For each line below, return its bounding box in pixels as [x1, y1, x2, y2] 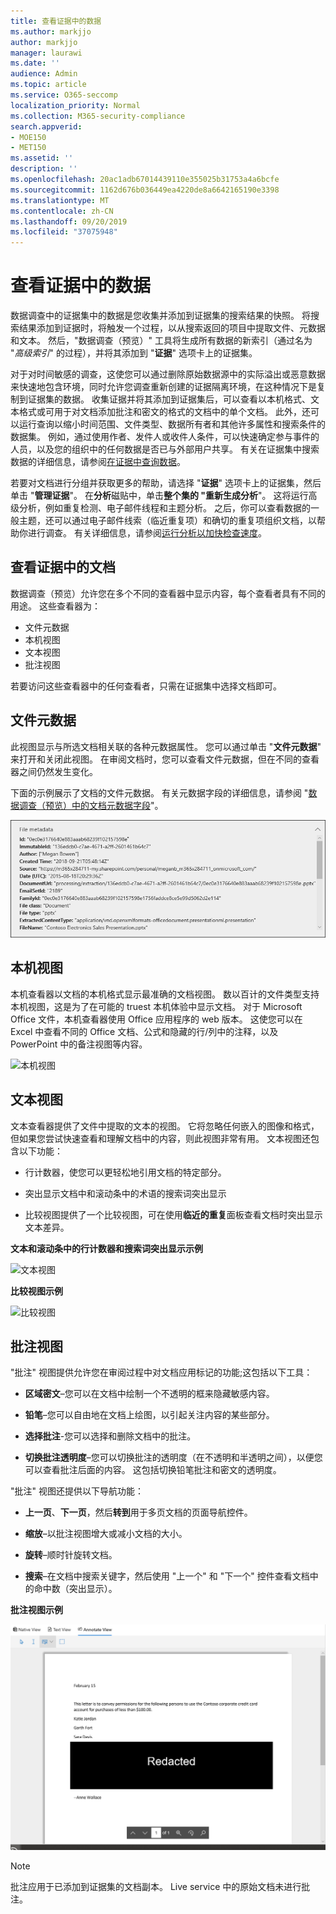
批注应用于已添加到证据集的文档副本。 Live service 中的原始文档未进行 [10, 1881, 302, 1893]
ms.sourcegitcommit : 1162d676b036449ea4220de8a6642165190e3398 [10, 185, 280, 195]
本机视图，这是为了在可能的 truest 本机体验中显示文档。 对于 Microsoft [10, 1000, 303, 1012]
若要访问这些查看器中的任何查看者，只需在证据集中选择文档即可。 [10, 680, 282, 692]
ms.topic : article [10, 80, 87, 90]
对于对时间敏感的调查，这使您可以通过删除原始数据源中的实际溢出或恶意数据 [10, 368, 326, 380]
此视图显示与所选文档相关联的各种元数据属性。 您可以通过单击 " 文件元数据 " [10, 740, 322, 752]
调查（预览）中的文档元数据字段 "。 [18, 799, 164, 811]
